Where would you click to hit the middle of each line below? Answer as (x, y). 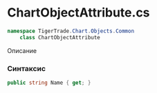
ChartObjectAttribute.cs (78, 13)
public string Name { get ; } (49, 83)
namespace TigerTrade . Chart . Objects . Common (71, 31)
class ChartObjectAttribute (60, 37)
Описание (22, 50)
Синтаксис (27, 68)
